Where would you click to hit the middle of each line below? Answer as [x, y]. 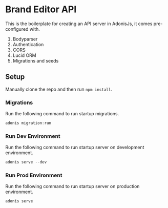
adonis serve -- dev [26, 162]
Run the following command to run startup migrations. [62, 114]
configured [17, 29]
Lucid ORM [25, 55]
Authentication [28, 44]
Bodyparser [25, 39]
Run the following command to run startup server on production [72, 186]
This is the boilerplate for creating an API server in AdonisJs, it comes [79, 24]
